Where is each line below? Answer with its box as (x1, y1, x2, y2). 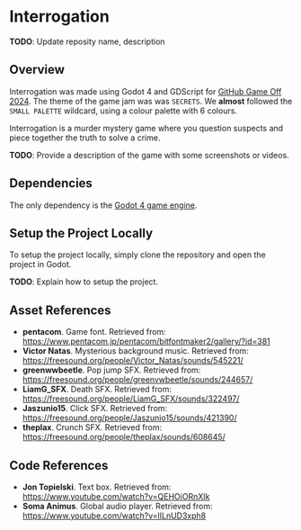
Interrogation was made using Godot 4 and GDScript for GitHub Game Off (9, 85, 282, 96)
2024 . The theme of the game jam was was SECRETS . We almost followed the (9, 95, 293, 106)
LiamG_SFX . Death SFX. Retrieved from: (22, 384, 173, 395)
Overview (9, 62, 66, 77)
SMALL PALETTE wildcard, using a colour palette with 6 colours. (9, 105, 238, 116)
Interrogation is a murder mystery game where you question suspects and (9, 122, 284, 133)
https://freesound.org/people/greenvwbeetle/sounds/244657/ (22, 374, 253, 385)
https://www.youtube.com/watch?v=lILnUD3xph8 (22, 510, 207, 521)
